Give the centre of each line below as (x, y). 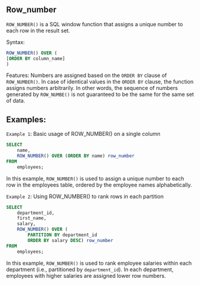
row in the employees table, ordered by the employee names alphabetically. (99, 185)
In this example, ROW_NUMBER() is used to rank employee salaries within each (99, 263)
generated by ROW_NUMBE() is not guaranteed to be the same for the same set (100, 94)
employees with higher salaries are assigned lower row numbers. (86, 275)
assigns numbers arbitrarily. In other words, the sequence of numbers (92, 88)
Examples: (26, 120)
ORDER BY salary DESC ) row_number (70, 240)
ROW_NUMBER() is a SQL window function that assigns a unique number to (95, 24)
